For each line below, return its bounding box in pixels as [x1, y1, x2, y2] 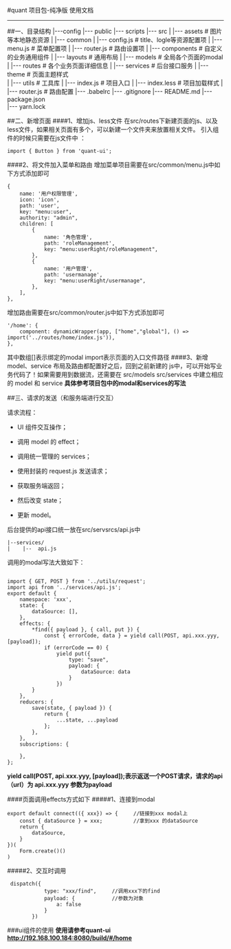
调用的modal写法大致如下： [7, 558, 85, 567]
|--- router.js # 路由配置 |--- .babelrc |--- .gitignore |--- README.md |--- [7, 88, 212, 95]
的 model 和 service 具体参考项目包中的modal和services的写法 [7, 379, 186, 387]
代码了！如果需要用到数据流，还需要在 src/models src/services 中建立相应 [12, 371, 223, 378]
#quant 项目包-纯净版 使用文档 [7, 6, 94, 14]
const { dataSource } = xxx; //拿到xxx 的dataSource [19, 817, 198, 824]
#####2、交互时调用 [7, 867, 67, 875]
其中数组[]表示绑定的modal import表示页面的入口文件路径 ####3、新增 [7, 354, 208, 361]
